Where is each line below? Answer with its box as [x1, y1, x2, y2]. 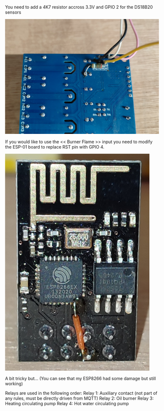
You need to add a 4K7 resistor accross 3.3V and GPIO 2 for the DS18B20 [5, 4, 153, 10]
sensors [5, 9, 21, 15]
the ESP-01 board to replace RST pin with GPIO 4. [5, 144, 105, 150]
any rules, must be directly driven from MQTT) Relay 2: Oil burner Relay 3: [5, 395, 154, 401]
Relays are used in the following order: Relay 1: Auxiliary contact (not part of [5, 390, 158, 396]
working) [5, 381, 23, 387]
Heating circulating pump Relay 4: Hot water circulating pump [5, 400, 129, 406]
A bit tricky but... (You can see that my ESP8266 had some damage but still [5, 375, 156, 381]
